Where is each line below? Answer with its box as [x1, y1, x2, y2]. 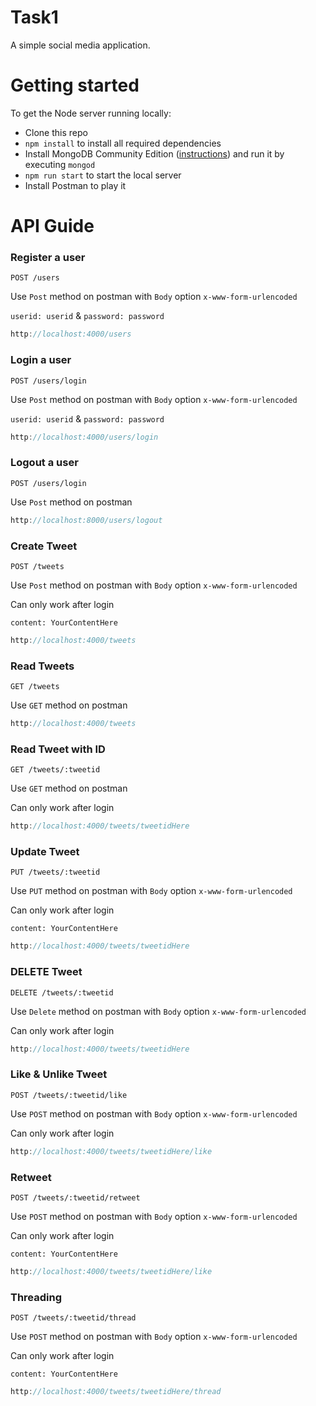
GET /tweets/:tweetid [10, 765, 101, 775]
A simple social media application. [10, 39, 151, 51]
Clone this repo [24, 126, 88, 138]
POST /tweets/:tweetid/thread [10, 1313, 137, 1323]
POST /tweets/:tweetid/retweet [10, 1192, 141, 1203]
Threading [10, 1290, 63, 1304]
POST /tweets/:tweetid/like [10, 1090, 128, 1100]
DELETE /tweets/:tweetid [10, 987, 114, 998]
